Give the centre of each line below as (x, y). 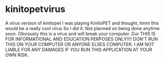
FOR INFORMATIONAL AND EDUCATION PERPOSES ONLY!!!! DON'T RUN (81, 39)
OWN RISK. (17, 55)
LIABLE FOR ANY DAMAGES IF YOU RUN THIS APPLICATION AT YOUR (79, 49)
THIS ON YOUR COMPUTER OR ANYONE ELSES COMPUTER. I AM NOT (80, 44)
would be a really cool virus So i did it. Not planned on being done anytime (82, 28)
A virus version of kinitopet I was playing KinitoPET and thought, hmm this (82, 23)
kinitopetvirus (35, 9)
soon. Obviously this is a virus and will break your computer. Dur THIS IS (80, 33)
